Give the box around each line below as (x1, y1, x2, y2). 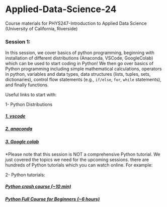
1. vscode (5, 113, 26, 119)
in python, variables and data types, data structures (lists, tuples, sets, (5, 71, 151, 77)
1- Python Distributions (5, 101, 53, 108)
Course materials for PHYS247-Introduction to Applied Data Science (5, 20, 147, 26)
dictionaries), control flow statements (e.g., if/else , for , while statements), (5, 77, 162, 83)
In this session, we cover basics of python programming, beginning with (5, 49, 154, 56)
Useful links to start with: (5, 92, 57, 98)
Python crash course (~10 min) (5, 183, 71, 189)
